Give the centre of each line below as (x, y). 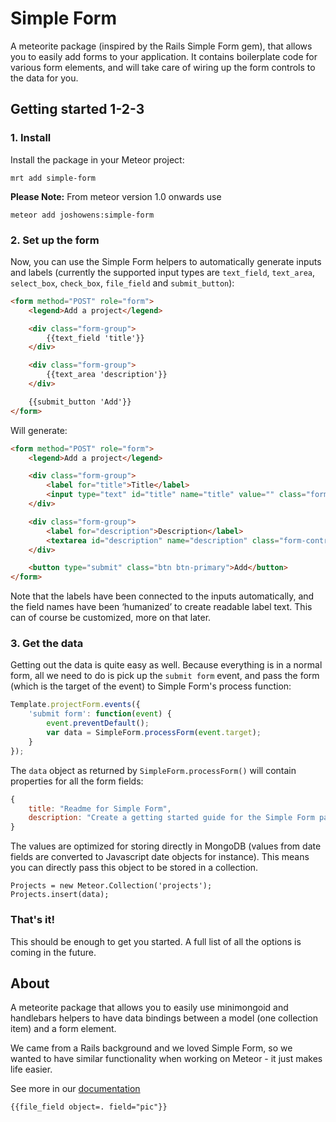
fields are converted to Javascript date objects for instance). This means (160, 857)
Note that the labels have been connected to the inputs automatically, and (162, 596)
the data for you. (44, 78)
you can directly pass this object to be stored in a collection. (134, 868)
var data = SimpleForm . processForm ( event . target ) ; (154, 733)
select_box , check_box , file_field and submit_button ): (122, 283)
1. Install (31, 138)
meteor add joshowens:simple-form (82, 215)
